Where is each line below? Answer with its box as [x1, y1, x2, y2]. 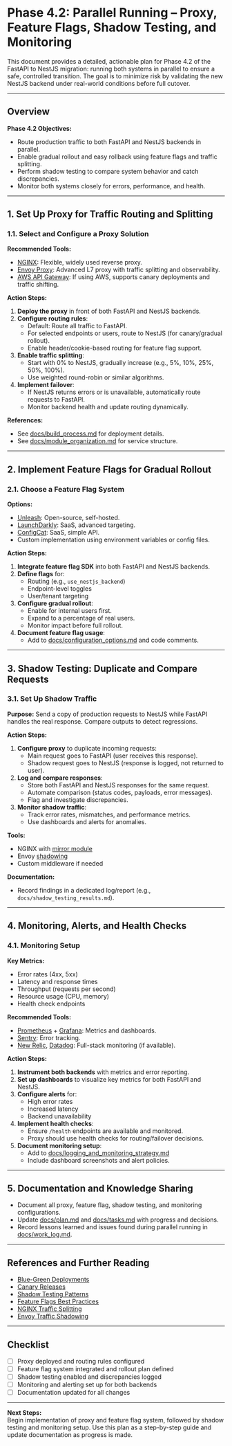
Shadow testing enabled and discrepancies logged [17, 1373, 162, 1381]
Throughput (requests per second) [17, 985, 116, 993]
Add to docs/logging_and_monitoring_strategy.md [27, 1148, 170, 1157]
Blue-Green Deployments [17, 1276, 90, 1284]
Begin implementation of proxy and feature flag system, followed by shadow [7, 1416, 224, 1425]
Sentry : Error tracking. [17, 1033, 81, 1042]
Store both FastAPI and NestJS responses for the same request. [27, 780, 210, 789]
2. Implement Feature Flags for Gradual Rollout [7, 463, 212, 475]
